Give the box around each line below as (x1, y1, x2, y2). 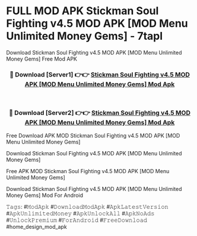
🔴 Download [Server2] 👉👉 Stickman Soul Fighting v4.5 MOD (8, 109, 191, 117)
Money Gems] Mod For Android (6, 192, 84, 199)
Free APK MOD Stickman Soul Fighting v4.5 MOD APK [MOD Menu (6, 167, 170, 174)
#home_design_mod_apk (6, 223, 67, 230)
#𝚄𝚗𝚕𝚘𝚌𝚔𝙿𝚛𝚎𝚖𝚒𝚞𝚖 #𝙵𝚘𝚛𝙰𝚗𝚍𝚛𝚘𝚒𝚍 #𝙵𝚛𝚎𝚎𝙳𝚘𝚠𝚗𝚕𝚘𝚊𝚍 (6, 216, 147, 224)
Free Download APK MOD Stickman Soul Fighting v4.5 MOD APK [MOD (6, 132, 180, 139)
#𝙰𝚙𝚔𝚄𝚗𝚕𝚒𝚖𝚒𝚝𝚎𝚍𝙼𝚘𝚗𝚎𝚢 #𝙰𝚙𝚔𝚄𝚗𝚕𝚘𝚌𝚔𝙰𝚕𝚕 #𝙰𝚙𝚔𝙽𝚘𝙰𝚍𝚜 (6, 209, 155, 217)
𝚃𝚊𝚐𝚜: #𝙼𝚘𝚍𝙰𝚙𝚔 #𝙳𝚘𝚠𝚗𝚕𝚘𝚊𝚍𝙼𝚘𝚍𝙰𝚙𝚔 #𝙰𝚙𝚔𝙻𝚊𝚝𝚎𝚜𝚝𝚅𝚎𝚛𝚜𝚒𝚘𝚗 (6, 203, 169, 210)
